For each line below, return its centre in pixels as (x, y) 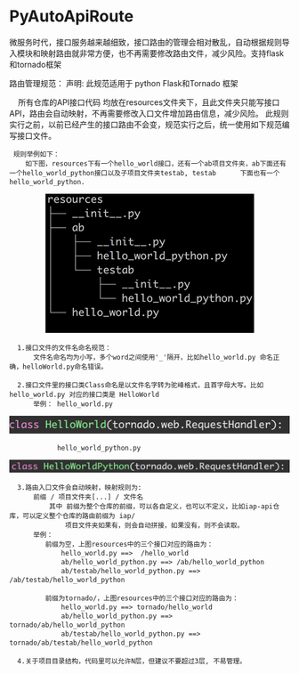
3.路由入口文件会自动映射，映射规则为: (80, 488)
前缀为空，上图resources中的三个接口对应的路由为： (129, 545)
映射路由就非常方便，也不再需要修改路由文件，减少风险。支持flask (162, 53)
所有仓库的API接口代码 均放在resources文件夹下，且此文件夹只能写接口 (149, 102)
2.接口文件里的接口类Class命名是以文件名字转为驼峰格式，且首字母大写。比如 (141, 385)
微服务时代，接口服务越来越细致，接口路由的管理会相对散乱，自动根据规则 (145, 42)
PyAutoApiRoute (72, 16)
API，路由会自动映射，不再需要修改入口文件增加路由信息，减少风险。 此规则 (149, 113)
